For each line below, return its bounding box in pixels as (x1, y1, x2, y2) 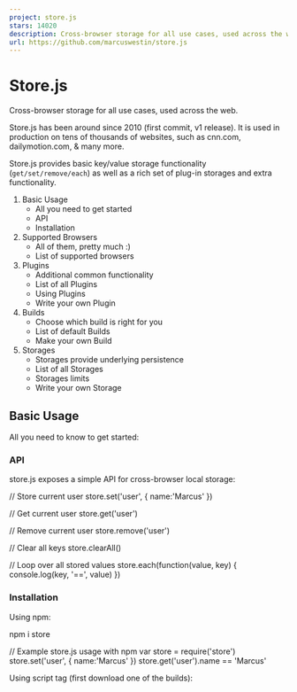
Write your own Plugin (34, 298, 117, 308)
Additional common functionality (34, 269, 154, 280)
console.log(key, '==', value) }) (9, 569, 121, 580)
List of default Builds (34, 326, 110, 337)
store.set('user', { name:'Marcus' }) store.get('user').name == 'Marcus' (9, 655, 267, 665)
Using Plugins (34, 289, 86, 299)
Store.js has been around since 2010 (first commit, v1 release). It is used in (9, 122, 280, 133)
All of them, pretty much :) (34, 241, 131, 253)
